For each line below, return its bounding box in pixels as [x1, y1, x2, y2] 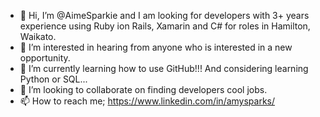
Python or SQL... [19, 73, 88, 85]
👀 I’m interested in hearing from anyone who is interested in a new [19, 41, 293, 53]
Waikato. [19, 31, 57, 42]
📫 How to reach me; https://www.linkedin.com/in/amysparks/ [19, 95, 276, 107]
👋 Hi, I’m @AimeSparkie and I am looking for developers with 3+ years [19, 10, 310, 21]
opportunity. [19, 52, 71, 64]
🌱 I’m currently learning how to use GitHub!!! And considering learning [19, 63, 309, 74]
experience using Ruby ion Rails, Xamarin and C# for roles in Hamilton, [19, 20, 311, 32]
